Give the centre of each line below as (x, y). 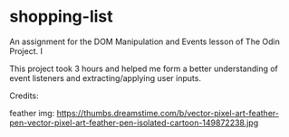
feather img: (32, 113)
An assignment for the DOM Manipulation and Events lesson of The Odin (145, 41)
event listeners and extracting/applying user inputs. (106, 78)
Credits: (24, 96)
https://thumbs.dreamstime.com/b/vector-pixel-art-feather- (168, 113)
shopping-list (61, 17)
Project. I (26, 50)
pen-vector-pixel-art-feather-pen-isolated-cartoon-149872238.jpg (134, 123)
